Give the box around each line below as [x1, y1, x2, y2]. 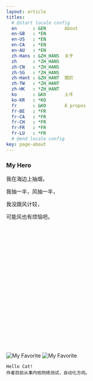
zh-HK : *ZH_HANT [11, 86, 60, 92]
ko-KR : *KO [11, 97, 46, 103]
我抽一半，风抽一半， [6, 188, 58, 195]
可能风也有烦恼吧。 [6, 213, 53, 220]
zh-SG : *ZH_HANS [11, 70, 60, 75]
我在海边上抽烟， [6, 175, 48, 182]
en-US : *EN [11, 36, 46, 42]
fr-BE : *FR [11, 108, 46, 114]
